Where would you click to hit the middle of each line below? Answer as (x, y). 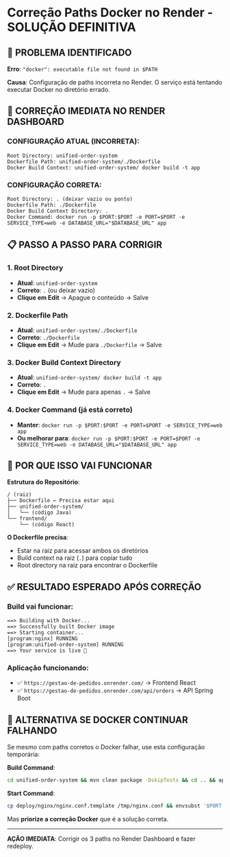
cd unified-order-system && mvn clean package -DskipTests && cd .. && (111, 780)
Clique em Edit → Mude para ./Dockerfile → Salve (89, 344)
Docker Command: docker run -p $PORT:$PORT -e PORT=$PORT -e (96, 217)
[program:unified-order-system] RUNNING (66, 645)
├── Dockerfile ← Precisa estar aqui (61, 501)
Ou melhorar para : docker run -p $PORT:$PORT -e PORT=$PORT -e (108, 438)
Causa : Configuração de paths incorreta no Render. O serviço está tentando (115, 82)
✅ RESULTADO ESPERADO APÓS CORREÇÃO (104, 587)
